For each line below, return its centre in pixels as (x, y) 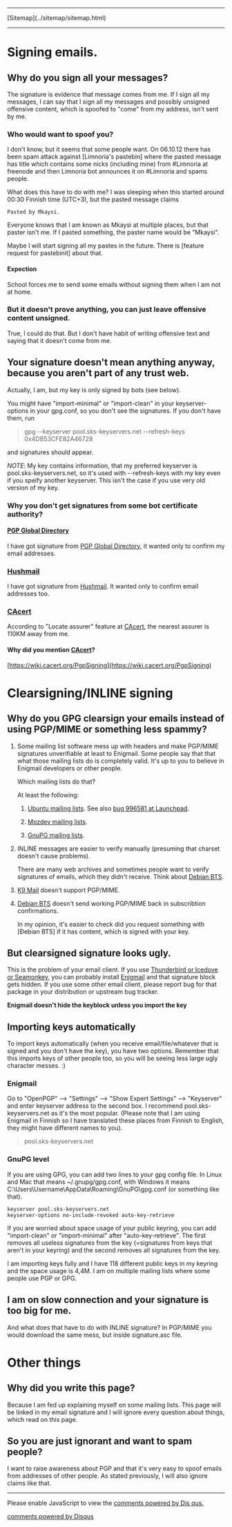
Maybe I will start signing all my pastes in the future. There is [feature (106, 246)
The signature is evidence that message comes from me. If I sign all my (108, 94)
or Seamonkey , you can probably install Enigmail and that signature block (112, 977)
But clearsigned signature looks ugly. (89, 953)
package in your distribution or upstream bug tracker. (83, 992)
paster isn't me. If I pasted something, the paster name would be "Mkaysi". (113, 232)
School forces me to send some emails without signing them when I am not (114, 284)
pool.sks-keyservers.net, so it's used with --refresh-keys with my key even (114, 473)
